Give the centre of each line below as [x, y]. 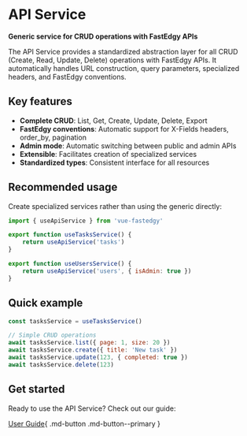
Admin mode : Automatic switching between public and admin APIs [128, 145]
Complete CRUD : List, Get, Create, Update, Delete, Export [113, 121]
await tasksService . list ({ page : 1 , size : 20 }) [89, 343]
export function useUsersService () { [70, 264]
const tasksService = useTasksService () [76, 321]
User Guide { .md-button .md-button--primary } [85, 423]
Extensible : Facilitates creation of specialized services [108, 154]
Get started [37, 389]
